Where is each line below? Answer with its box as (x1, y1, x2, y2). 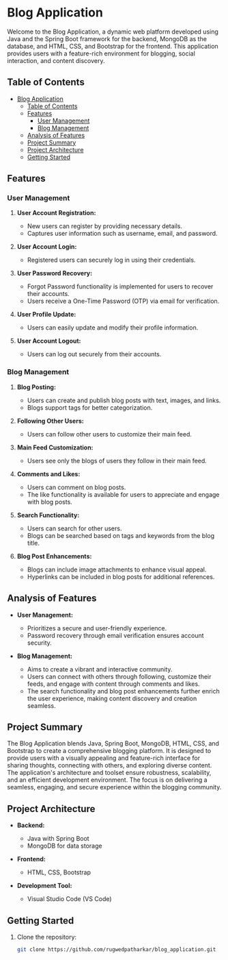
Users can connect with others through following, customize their (27, 672, 212, 680)
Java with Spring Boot (27, 835, 90, 843)
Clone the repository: (16, 933, 77, 941)
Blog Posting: (16, 382, 57, 391)
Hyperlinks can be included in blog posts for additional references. (27, 572, 215, 580)
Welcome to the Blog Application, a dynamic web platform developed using (7, 27, 218, 36)
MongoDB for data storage (27, 841, 102, 850)
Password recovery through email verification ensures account (27, 631, 204, 639)
